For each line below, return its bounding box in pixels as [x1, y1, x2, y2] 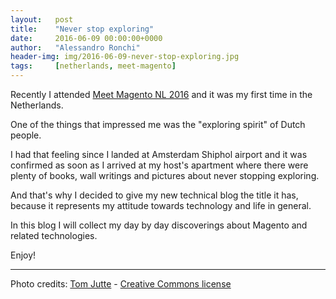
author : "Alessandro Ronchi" [10, 42, 141, 53]
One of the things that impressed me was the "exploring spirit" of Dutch [10, 119, 306, 130]
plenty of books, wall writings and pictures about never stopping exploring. [10, 170, 320, 181]
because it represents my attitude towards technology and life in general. [10, 200, 312, 211]
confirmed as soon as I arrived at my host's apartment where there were [10, 159, 309, 171]
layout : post [10, 14, 74, 25]
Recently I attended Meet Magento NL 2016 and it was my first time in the [10, 89, 313, 100]
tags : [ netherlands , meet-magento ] [10, 61, 177, 71]
